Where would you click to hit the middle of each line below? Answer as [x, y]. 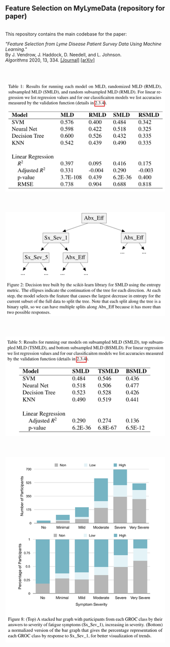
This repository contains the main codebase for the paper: [66, 34]
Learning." [16, 49]
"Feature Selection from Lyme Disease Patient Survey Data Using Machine [83, 44]
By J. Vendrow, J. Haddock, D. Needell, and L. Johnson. [63, 54]
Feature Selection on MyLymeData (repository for [85, 8]
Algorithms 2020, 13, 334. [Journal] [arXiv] [50, 60]
